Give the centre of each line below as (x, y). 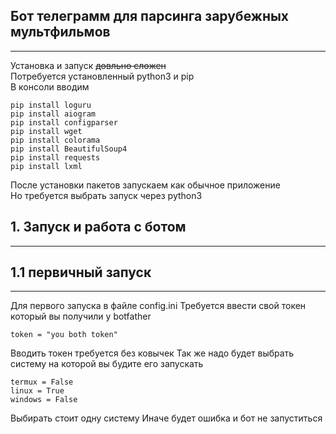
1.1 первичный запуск (81, 272)
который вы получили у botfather (81, 316)
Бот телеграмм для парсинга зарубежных (150, 16)
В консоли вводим (50, 86)
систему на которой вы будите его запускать (107, 364)
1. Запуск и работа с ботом (98, 227)
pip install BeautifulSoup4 (69, 149)
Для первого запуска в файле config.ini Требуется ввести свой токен (158, 306)
